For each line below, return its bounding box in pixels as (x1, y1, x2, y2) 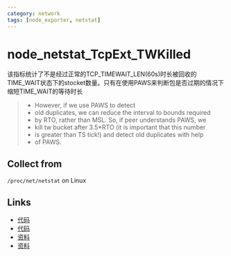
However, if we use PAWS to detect (34, 101, 136, 109)
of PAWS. (34, 138, 62, 146)
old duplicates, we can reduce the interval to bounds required (34, 109, 211, 117)
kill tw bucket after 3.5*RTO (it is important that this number (34, 123, 206, 131)
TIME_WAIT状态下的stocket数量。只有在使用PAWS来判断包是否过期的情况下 (7, 79, 224, 87)
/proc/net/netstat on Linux (7, 176, 87, 185)
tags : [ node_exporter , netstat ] (7, 17, 101, 24)
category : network (7, 10, 60, 17)
